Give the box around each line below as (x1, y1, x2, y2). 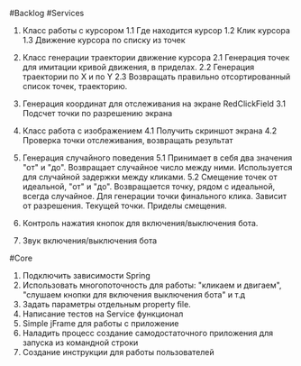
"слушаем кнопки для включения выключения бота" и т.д (22, 289, 246, 300)
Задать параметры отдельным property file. (22, 299, 191, 309)
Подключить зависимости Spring (22, 270, 150, 280)
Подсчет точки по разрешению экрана (22, 108, 173, 118)
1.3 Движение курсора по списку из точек (22, 35, 187, 45)
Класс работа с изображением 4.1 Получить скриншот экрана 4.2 (22, 125, 278, 136)
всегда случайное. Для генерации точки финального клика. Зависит (22, 191, 287, 201)
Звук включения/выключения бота (22, 235, 158, 246)
